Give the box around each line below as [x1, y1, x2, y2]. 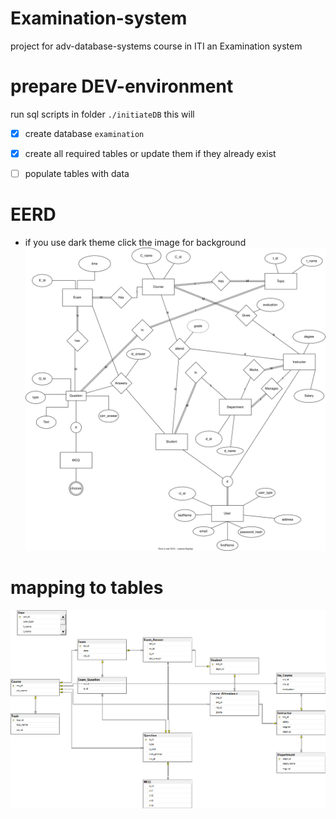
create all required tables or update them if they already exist [24, 147, 277, 159]
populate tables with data [24, 168, 130, 179]
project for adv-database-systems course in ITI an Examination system [10, 40, 303, 52]
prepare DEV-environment [10, 75, 234, 98]
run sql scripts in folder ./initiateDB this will [10, 108, 195, 120]
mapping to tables [10, 577, 164, 599]
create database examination [24, 127, 145, 139]
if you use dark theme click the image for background [24, 237, 247, 248]
